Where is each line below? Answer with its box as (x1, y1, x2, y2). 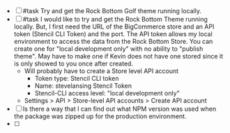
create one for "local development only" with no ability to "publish (13, 45, 204, 53)
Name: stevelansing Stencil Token (34, 81, 132, 90)
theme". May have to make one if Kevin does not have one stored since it (13, 52, 224, 60)
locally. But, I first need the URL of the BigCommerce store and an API (13, 22, 215, 31)
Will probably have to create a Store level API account (24, 67, 179, 75)
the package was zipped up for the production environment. (13, 112, 187, 120)
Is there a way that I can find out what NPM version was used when (22, 104, 217, 113)
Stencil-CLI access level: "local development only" (34, 89, 180, 97)
